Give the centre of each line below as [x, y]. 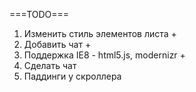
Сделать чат [50, 65]
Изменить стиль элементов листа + [100, 33]
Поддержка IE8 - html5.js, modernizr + [104, 55]
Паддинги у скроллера [72, 76]
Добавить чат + [57, 44]
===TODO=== [39, 14]
